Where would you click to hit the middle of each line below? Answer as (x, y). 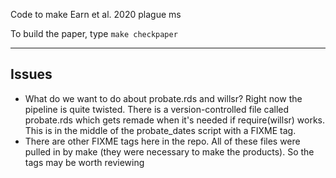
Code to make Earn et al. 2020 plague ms (96, 14)
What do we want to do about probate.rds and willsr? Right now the (163, 98)
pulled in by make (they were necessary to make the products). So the (169, 151)
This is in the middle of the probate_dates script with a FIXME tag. (160, 130)
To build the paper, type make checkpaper (94, 33)
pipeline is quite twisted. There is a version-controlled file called (157, 109)
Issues (31, 74)
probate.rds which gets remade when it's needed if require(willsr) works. (175, 120)
